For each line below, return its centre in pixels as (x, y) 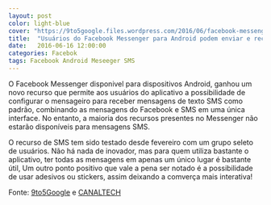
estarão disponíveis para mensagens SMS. (79, 127)
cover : (19, 31)
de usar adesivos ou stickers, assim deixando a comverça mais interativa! (131, 176)
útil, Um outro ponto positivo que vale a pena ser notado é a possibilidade (131, 168)
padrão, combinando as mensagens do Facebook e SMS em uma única (127, 109)
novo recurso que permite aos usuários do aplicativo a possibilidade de (127, 92)
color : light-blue (39, 23)
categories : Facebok (43, 53)
